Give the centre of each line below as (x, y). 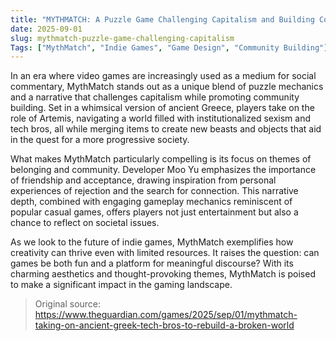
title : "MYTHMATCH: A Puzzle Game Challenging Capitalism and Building (162, 19)
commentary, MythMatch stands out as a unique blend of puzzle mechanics (167, 87)
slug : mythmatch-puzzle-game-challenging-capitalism (122, 38)
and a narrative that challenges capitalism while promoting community (155, 97)
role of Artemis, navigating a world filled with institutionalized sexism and (160, 118)
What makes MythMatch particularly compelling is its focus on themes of (161, 159)
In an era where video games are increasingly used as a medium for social (163, 76)
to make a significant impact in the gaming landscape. (121, 285)
